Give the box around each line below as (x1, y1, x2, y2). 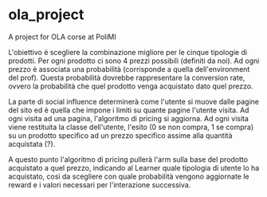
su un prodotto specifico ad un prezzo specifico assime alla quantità (8, 130, 233, 140)
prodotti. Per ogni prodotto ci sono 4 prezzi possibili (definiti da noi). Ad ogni (8, 56, 260, 65)
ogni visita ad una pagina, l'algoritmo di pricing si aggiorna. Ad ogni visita (8, 113, 249, 123)
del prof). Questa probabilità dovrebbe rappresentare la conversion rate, (8, 73, 245, 82)
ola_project (8, 6, 84, 24)
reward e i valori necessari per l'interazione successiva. (8, 179, 191, 189)
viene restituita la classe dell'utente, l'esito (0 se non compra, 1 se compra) (8, 122, 254, 132)
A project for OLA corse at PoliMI (8, 32, 117, 41)
